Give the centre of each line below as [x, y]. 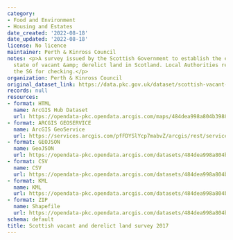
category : [21, 13]
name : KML [27, 187]
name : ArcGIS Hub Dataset [51, 110]
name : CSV [27, 168]
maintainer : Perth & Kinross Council [62, 53]
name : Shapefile [37, 207]
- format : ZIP [28, 200]
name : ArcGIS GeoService [49, 129]
